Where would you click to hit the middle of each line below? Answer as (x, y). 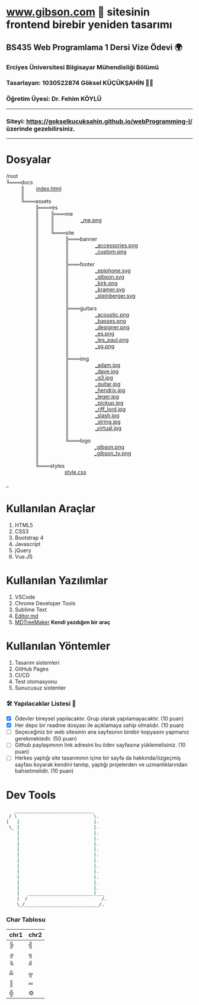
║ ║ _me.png (68, 220)
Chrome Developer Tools (45, 603)
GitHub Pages (32, 669)
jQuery (23, 550)
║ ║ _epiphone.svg (83, 270)
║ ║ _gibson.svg (80, 277)
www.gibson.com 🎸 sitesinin (78, 12)
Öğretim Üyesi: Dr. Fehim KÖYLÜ (54, 99)
